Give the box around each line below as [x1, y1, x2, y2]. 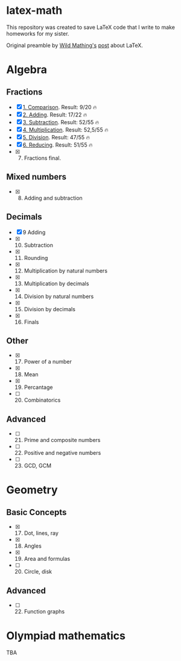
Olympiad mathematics [6, 629, 125, 643]
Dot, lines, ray [24, 530, 59, 537]
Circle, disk [24, 568, 52, 575]
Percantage [24, 384, 53, 391]
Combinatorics [24, 396, 61, 404]
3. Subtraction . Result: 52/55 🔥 [22, 118, 100, 125]
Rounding [24, 254, 48, 261]
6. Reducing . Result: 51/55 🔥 [22, 141, 93, 148]
